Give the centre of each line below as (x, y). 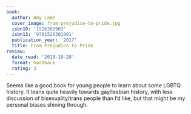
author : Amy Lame (34, 18)
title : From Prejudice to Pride (53, 46)
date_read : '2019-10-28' (43, 57)
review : (16, 52)
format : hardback (34, 62)
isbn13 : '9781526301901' (43, 35)
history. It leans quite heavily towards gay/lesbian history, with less (89, 92)
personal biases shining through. (47, 105)
